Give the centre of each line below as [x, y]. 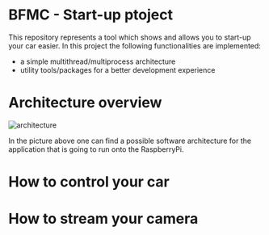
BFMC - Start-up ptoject [91, 15]
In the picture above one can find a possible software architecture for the [130, 141]
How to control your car [89, 182]
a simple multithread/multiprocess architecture [98, 61]
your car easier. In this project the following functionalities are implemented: [134, 45]
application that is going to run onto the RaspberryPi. [96, 149]
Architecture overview [85, 103]
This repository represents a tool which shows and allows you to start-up [130, 37]
